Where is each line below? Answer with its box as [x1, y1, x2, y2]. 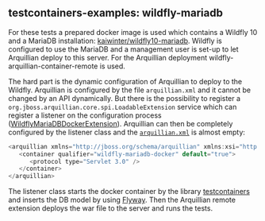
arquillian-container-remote [8, 61, 98, 71]
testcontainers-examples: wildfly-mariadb [8, 6, 224, 20]
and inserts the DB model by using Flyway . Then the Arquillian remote [8, 195, 236, 205]
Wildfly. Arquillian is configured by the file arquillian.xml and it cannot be [8, 85, 252, 95]
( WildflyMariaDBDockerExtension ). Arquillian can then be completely [8, 118, 233, 128]
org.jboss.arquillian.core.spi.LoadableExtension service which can [8, 102, 237, 111]
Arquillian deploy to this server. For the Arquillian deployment [8, 52, 208, 62]
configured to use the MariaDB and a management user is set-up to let [8, 44, 240, 54]
